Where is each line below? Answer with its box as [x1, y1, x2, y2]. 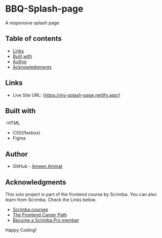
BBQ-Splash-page [5, 3, 84, 15]
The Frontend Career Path [12, 212, 67, 218]
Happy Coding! [5, 227, 37, 233]
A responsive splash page [5, 20, 60, 26]
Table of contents [5, 34, 62, 43]
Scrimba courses [12, 207, 49, 212]
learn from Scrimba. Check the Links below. [5, 197, 97, 203]
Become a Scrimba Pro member [12, 217, 79, 223]
